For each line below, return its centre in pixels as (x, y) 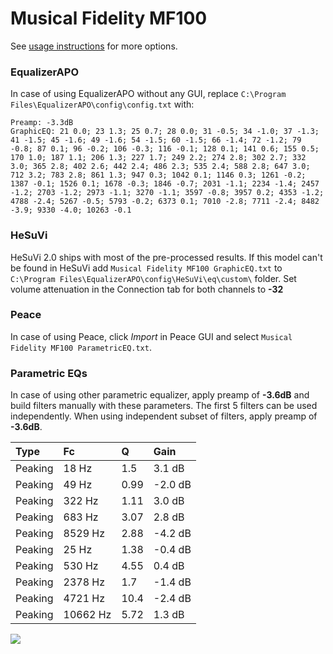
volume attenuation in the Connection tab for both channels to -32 (147, 289)
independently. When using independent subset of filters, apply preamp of (164, 416)
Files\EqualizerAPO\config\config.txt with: (102, 104)
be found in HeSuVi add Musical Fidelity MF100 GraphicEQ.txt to (146, 268)
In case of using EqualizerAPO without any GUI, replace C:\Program (148, 94)
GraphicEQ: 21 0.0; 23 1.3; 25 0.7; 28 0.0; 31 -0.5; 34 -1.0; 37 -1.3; (165, 132)
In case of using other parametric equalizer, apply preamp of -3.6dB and (160, 395)
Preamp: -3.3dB (42, 123)
